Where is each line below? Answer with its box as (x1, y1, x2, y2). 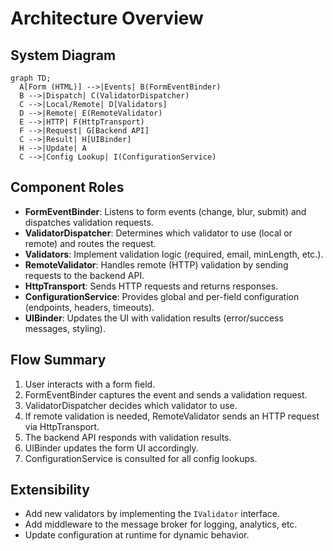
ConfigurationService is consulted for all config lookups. (24, 452, 258, 464)
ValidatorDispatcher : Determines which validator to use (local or (24, 227, 293, 239)
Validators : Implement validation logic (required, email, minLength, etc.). (24, 248, 324, 260)
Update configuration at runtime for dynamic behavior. (24, 529, 250, 541)
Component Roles (10, 179, 125, 196)
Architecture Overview (10, 7, 204, 30)
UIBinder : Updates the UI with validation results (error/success (24, 312, 284, 324)
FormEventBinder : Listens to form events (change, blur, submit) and (24, 205, 307, 217)
